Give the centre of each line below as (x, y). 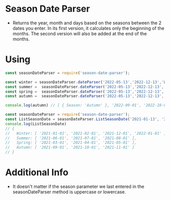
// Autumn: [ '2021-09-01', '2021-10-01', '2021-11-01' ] (70, 147)
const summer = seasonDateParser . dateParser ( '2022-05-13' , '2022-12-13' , (85, 87)
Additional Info (37, 172)
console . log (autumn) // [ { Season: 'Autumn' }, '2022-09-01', (73, 105)
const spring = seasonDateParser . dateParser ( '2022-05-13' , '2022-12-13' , (85, 92)
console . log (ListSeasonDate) (36, 124)
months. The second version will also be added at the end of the (80, 33)
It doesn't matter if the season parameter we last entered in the (78, 186)
